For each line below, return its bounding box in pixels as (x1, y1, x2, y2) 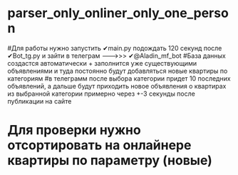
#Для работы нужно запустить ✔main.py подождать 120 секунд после (7, 44, 222, 52)
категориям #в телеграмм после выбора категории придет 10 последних (7, 74, 231, 83)
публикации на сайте (7, 96, 72, 105)
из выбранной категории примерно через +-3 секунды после (7, 89, 196, 98)
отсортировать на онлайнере (7, 137, 192, 154)
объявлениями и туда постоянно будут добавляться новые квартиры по (7, 66, 228, 75)
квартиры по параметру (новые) (7, 152, 212, 169)
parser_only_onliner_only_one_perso (7, 5, 229, 21)
